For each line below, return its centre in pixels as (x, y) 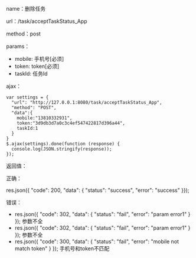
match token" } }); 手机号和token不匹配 (62, 249)
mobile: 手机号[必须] (39, 59)
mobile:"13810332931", (45, 118)
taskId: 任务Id (31, 74)
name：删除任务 (26, 9)
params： (18, 46)
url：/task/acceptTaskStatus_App (47, 21)
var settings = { (27, 97)
